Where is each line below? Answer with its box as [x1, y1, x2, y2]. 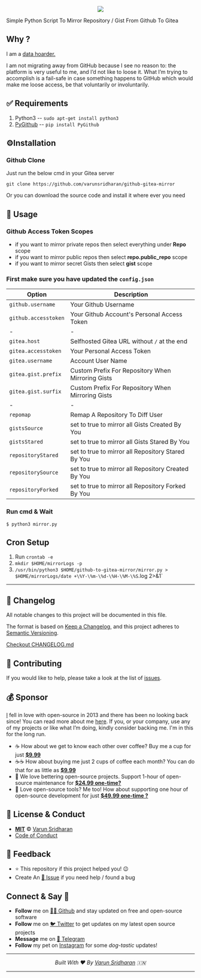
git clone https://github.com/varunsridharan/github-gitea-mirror [6, 181, 175, 187]
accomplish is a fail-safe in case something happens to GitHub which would [6, 74, 193, 82]
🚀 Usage [6, 209, 38, 219]
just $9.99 [14, 751, 41, 758]
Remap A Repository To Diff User [70, 411, 163, 419]
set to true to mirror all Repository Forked [70, 482, 186, 490]
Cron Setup [6, 537, 50, 547]
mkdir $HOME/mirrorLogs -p [14, 561, 83, 567]
